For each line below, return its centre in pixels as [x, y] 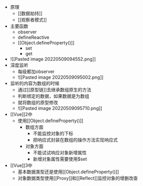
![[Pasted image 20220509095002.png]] [61, 77]
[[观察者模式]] [32, 20]
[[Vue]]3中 [21, 165]
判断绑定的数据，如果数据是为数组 [53, 96]
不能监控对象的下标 [53, 133]
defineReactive [34, 37]
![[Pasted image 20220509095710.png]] [60, 108]
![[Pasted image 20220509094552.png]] [53, 59]
